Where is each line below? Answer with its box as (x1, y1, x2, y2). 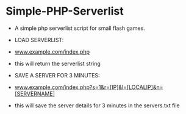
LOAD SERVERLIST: (14, 36, 64, 43)
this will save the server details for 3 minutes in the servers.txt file (14, 102, 181, 109)
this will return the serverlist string (14, 60, 101, 67)
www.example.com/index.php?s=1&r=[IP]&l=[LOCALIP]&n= (14, 84, 163, 91)
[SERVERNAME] (14, 90, 55, 97)
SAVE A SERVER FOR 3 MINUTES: (14, 71, 100, 79)
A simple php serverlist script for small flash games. (14, 24, 146, 32)
